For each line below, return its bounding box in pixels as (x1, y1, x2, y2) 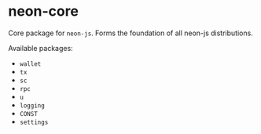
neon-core (8, 2, 79, 20)
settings (19, 118, 49, 126)
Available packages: (8, 43, 73, 53)
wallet (19, 60, 42, 68)
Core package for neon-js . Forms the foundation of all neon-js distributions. (8, 28, 253, 38)
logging (19, 101, 45, 110)
